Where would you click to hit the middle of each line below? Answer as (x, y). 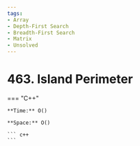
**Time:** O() (27, 110)
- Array (18, 20)
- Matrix (20, 39)
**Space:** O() (29, 123)
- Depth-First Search (38, 26)
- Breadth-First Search (41, 33)
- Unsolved (23, 45)
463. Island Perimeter (70, 79)
